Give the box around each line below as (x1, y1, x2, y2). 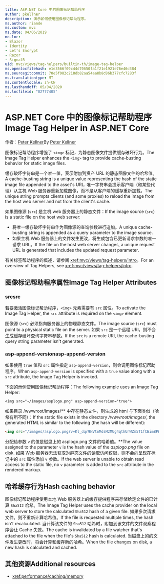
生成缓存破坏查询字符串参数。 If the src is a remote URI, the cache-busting (5, 333, 155, 338)
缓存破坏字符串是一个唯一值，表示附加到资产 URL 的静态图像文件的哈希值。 (5, 170, 157, 176)
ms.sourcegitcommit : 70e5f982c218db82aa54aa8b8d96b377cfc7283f (5, 71, 137, 76)
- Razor (5, 52, 21, 58)
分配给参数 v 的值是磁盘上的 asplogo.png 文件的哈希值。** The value (5, 439, 143, 444)
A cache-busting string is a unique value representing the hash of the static (5, 176, 157, 182)
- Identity (5, 44, 27, 48)
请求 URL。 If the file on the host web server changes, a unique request (12, 242, 155, 248)
